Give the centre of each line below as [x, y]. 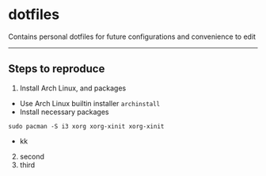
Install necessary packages [64, 112]
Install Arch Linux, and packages [73, 88]
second [32, 156]
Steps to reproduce [57, 69]
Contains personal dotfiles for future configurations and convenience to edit [132, 36]
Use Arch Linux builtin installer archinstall [90, 103]
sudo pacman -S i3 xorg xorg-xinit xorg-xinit [86, 126]
